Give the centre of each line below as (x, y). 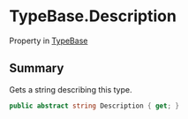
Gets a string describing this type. (71, 89)
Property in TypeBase (49, 41)
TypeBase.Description (93, 16)
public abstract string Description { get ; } (94, 106)
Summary (37, 68)
